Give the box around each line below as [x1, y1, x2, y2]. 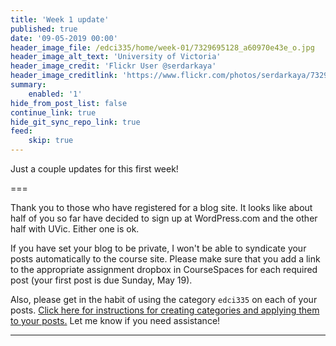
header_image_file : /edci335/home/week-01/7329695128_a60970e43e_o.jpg [10, 42, 315, 53]
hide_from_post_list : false [10, 98, 128, 108]
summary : [10, 80, 47, 90]
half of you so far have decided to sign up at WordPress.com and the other [10, 212, 318, 224]
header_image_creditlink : [10, 71, 118, 81]
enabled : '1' [28, 89, 83, 99]
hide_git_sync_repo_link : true [10, 117, 141, 127]
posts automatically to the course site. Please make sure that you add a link [10, 253, 321, 265]
